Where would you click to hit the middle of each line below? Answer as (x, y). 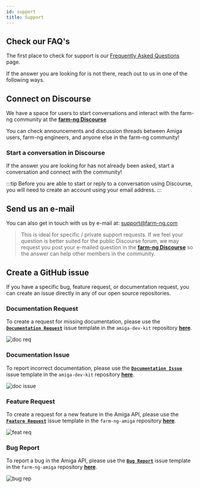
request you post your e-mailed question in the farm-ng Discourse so (107, 248)
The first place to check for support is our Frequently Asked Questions (93, 56)
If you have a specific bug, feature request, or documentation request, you (98, 287)
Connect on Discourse (49, 99)
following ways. (25, 80)
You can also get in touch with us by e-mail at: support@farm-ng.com (92, 223)
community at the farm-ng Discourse (60, 119)
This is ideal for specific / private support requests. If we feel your (102, 235)
